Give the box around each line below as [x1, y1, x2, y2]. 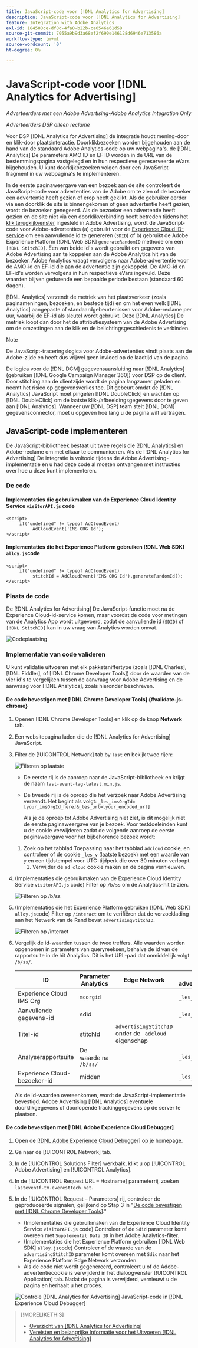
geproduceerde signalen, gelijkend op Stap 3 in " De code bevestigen [14, 1201, 183, 1208]
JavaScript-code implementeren [6, 426, 128, 437]
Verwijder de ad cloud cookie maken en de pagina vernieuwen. [32, 863, 186, 870]
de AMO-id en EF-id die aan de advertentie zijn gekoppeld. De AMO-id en [6, 263, 186, 270]
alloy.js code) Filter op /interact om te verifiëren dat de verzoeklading [14, 910, 189, 917]
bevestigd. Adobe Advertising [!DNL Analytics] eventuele [14, 1098, 153, 1105]
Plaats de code [6, 592, 49, 600]
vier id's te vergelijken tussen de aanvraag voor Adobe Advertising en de [6, 676, 183, 683]
